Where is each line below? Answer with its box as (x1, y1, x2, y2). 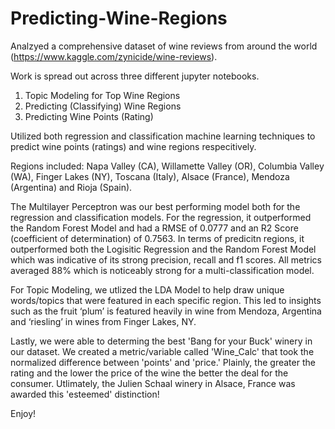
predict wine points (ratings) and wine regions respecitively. (10, 140, 257, 152)
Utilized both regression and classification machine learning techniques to (10, 130, 316, 142)
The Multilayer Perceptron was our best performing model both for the (10, 200, 301, 212)
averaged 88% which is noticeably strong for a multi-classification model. (10, 264, 315, 276)
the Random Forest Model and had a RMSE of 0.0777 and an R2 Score (10, 222, 299, 234)
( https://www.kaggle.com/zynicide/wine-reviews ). (10, 50, 218, 62)
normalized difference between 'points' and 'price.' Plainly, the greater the (10, 356, 316, 368)
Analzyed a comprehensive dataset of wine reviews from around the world (10, 40, 318, 52)
